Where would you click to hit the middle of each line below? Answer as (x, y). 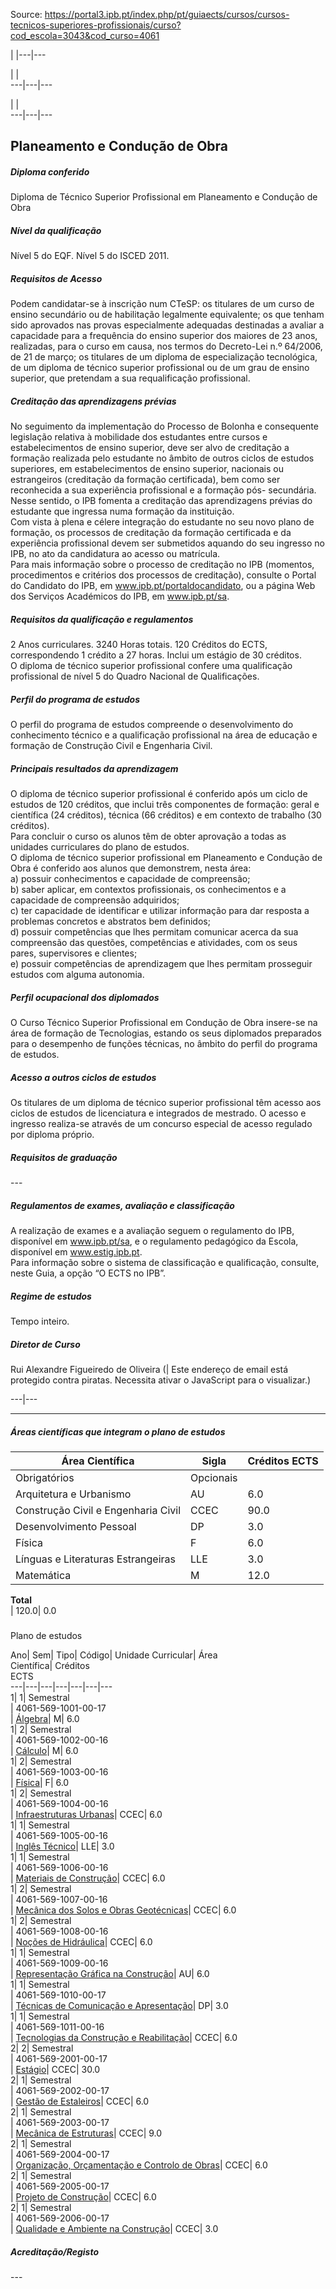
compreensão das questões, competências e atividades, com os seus (154, 943)
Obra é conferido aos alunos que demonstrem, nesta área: (131, 868)
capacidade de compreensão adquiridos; (95, 900)
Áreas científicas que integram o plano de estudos (118, 1431)
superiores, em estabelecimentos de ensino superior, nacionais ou (147, 469)
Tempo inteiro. (40, 1321)
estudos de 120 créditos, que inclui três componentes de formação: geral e (165, 805)
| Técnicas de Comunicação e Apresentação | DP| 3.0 (119, 2006)
